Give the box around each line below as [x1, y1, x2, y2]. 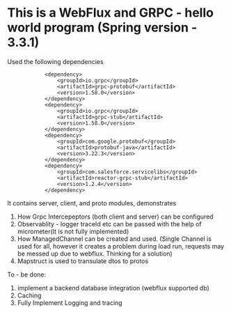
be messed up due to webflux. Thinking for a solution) [17, 249, 173, 258]
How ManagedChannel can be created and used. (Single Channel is [17, 235, 212, 243]
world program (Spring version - [7, 19, 198, 36]
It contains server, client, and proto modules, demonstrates [7, 198, 177, 207]
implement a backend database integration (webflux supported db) [17, 283, 210, 292]
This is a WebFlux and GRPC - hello [7, 5, 214, 21]
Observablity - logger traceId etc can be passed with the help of [17, 219, 202, 228]
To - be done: [7, 270, 47, 278]
